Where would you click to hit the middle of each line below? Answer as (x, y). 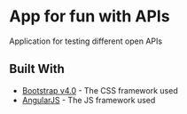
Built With (37, 69)
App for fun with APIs (90, 16)
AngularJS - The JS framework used (89, 100)
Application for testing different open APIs (86, 41)
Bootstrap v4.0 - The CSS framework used (100, 90)
